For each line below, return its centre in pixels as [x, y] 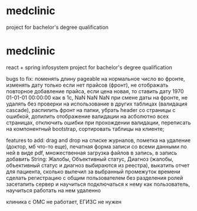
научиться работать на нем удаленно [54, 190]
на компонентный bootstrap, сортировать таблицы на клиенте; [85, 128]
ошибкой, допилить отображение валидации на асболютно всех [88, 116]
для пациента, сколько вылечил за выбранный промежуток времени [93, 172]
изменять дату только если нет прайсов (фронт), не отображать [87, 85]
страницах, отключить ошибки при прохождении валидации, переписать [98, 123]
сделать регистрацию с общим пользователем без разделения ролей [95, 177]
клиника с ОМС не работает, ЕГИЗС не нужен [64, 202]
